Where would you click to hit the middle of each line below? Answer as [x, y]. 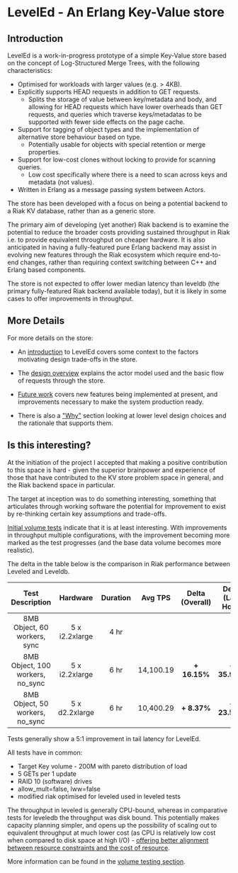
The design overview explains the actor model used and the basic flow [121, 373]
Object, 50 [31, 704]
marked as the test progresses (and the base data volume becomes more [114, 542]
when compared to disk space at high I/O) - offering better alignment [108, 840]
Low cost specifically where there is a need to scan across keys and [128, 175]
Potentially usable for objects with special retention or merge [117, 145]
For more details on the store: [50, 338]
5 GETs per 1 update [47, 774]
